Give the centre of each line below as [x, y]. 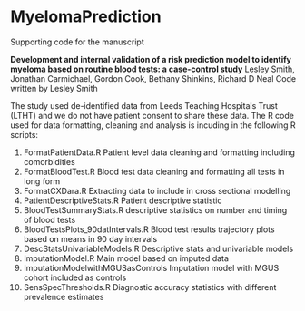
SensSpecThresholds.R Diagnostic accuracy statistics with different [150, 287]
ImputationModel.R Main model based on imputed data [126, 258]
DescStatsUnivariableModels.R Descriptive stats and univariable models [158, 248]
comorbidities [49, 161]
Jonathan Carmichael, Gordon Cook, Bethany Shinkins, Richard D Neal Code [153, 78]
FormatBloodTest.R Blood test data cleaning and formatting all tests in [154, 171]
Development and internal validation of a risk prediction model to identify [151, 59]
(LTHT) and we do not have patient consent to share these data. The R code [152, 115]
